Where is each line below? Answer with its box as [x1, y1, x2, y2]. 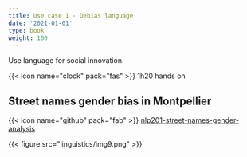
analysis [8, 124, 36, 134]
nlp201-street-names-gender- [140, 116, 240, 125]
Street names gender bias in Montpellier [8, 94, 212, 108]
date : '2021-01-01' [8, 19, 73, 27]
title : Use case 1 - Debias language [8, 11, 134, 20]
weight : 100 [8, 33, 48, 42]
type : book [8, 26, 45, 34]
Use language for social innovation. [8, 56, 124, 65]
